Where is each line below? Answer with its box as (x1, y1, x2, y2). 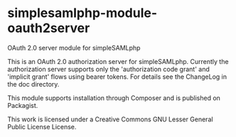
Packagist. (7, 101, 38, 109)
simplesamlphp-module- (7, 5, 158, 21)
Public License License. (7, 122, 77, 131)
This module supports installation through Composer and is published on (7, 94, 220, 102)
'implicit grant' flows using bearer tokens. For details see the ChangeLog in (7, 72, 227, 81)
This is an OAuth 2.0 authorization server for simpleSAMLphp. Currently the (7, 57, 229, 65)
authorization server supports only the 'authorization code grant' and (7, 65, 210, 73)
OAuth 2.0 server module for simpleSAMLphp (7, 43, 141, 52)
